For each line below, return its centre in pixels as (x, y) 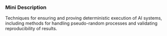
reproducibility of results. (31, 29)
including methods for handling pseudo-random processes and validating (81, 23)
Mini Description (26, 7)
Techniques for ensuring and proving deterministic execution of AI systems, (84, 18)
